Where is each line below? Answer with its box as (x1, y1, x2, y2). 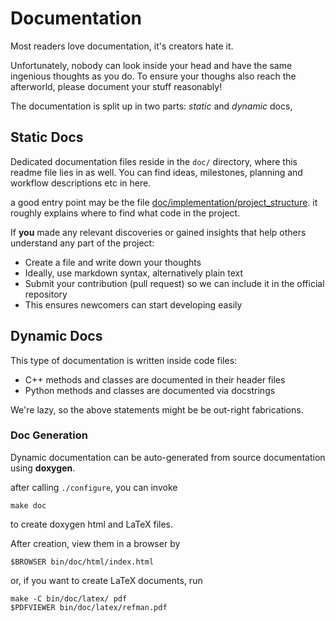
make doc (10, 500, 47, 511)
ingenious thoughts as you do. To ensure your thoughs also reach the (10, 70, 297, 82)
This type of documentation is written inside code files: (10, 354, 238, 366)
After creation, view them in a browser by (10, 537, 181, 549)
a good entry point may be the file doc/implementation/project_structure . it (10, 196, 318, 208)
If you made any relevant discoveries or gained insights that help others (10, 226, 307, 238)
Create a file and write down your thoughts (24, 256, 202, 268)
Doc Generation (10, 428, 88, 442)
